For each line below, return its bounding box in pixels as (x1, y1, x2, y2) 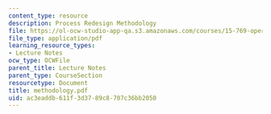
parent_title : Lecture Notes (8, 64, 106, 72)
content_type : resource (8, 11, 89, 20)
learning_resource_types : (8, 42, 95, 50)
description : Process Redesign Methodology (8, 19, 157, 27)
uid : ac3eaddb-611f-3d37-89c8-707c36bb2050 (8, 94, 157, 102)
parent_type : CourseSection (8, 71, 103, 79)
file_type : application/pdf (8, 34, 103, 43)
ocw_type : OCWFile (8, 57, 70, 65)
